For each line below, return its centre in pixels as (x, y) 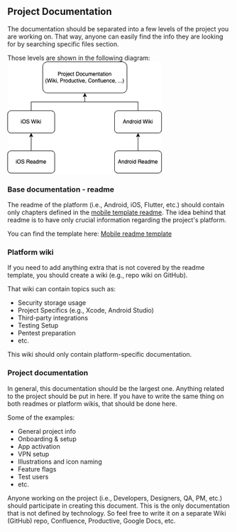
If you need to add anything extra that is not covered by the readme (106, 268)
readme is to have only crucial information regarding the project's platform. (117, 220)
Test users (33, 476)
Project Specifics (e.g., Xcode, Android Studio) (86, 311)
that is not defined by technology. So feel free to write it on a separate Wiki (117, 513)
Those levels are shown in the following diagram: (79, 58)
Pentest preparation (46, 333)
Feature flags (37, 469)
